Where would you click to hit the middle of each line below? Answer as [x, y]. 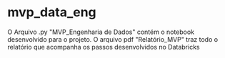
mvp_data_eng [52, 12]
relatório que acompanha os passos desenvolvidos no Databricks [104, 47]
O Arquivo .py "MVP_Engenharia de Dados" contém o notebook [101, 32]
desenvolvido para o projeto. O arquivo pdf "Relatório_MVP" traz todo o [113, 39]
